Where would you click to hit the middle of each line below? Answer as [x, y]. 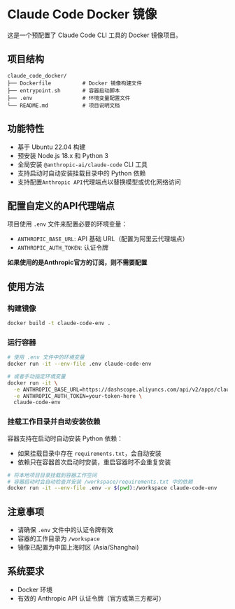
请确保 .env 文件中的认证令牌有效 [65, 530]
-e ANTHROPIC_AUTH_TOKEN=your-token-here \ [78, 396]
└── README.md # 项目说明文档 [64, 106]
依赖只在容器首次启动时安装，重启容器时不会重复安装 [94, 461]
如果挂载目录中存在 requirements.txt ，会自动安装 [90, 453]
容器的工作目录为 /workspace [58, 538]
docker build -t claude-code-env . [59, 323]
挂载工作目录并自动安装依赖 [54, 422]
